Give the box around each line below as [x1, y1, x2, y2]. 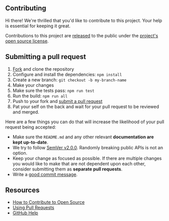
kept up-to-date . [12, 139, 48, 145]
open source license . [5, 38, 49, 44]
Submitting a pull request [5, 52, 86, 61]
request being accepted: [5, 124, 57, 130]
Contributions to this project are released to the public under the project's [5, 32, 158, 38]
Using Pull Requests [12, 204, 54, 211]
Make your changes [12, 82, 54, 88]
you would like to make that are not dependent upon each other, [12, 160, 146, 167]
